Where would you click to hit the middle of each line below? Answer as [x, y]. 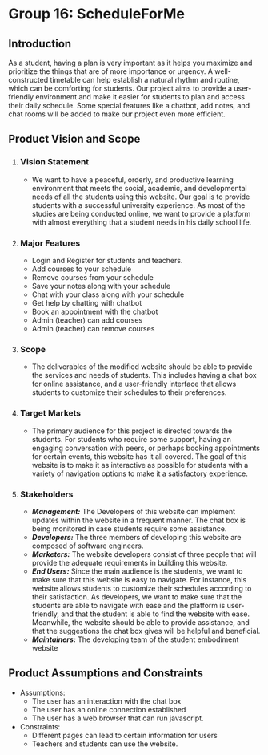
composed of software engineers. [88, 546]
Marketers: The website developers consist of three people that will [144, 554]
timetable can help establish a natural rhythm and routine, [145, 80]
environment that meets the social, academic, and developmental [139, 188]
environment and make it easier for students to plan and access [140, 97]
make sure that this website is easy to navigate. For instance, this [139, 579]
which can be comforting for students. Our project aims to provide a [120, 88]
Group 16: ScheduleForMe [97, 14]
